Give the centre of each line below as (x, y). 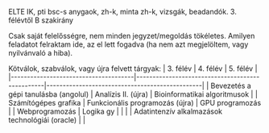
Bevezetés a (231, 85)
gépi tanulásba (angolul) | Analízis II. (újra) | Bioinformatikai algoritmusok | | (133, 94)
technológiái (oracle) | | (47, 120)
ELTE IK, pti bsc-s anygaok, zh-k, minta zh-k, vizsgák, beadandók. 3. (123, 12)
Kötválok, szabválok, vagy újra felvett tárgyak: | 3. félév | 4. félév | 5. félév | (133, 69)
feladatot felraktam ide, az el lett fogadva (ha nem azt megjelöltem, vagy (128, 44)
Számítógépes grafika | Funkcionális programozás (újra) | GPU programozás (135, 103)
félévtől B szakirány (41, 20)
